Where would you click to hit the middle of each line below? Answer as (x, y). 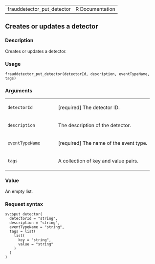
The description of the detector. (94, 126)
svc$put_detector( (24, 214)
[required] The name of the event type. (103, 143)
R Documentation (96, 9)
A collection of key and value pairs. (98, 161)
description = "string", (35, 223)
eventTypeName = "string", (37, 227)
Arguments (19, 90)
